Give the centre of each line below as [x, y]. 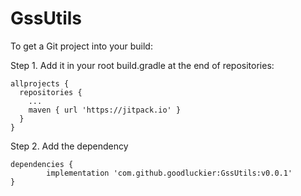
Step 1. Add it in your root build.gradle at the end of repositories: [142, 65]
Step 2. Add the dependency [69, 146]
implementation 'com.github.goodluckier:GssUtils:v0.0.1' [169, 173]
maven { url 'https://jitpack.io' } [105, 110]
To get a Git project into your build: [81, 46]
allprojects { [40, 83]
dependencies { [42, 164]
